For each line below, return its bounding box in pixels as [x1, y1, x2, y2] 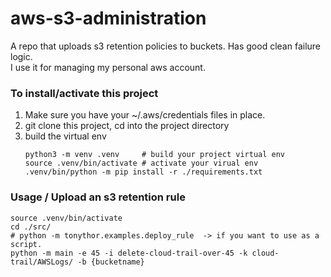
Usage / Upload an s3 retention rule [10, 190, 186, 204]
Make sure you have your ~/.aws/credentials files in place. [24, 109, 266, 121]
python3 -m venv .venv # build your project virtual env [24, 150, 286, 160]
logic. [10, 50, 33, 62]
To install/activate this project [10, 86, 159, 100]
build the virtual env [24, 130, 107, 142]
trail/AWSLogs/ [10, 257, 74, 267]
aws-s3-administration [10, 7, 207, 30]
